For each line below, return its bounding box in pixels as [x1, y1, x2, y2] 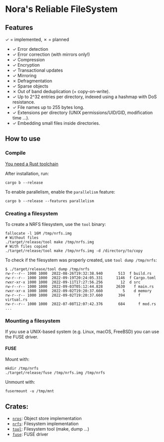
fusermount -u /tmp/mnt [5, 389, 55, 394]
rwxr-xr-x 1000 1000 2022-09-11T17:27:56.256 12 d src [5, 280, 141, 285]
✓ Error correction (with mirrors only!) [12, 51, 90, 57]
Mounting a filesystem [5, 317, 60, 324]
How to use [5, 134, 41, 143]
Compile [5, 149, 26, 156]
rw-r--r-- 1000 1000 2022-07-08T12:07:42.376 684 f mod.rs [5, 301, 156, 307]
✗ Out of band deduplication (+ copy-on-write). [12, 89, 110, 94]
